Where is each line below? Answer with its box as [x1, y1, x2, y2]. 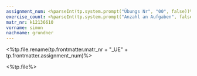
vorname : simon [6, 24, 43, 31]
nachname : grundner [6, 30, 54, 36]
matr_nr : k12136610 [6, 19, 54, 25]
